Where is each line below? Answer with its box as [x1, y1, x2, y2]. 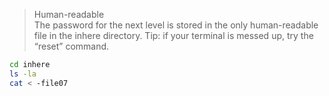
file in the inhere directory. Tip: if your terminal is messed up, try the [33, 30, 314, 41]
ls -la [9, 69, 37, 79]
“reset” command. [33, 40, 110, 52]
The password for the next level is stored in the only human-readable [33, 19, 319, 31]
